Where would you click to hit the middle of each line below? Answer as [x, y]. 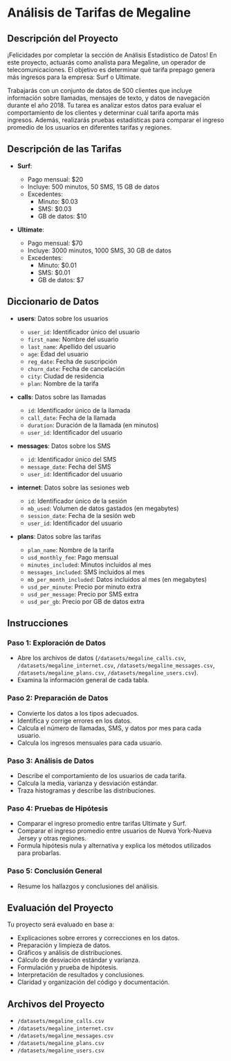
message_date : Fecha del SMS [70, 467]
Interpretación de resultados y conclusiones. [81, 975]
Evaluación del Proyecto [61, 907]
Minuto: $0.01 [57, 265]
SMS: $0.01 [54, 273]
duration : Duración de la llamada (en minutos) [93, 425]
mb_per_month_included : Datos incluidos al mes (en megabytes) [117, 579]
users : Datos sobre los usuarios [63, 318]
